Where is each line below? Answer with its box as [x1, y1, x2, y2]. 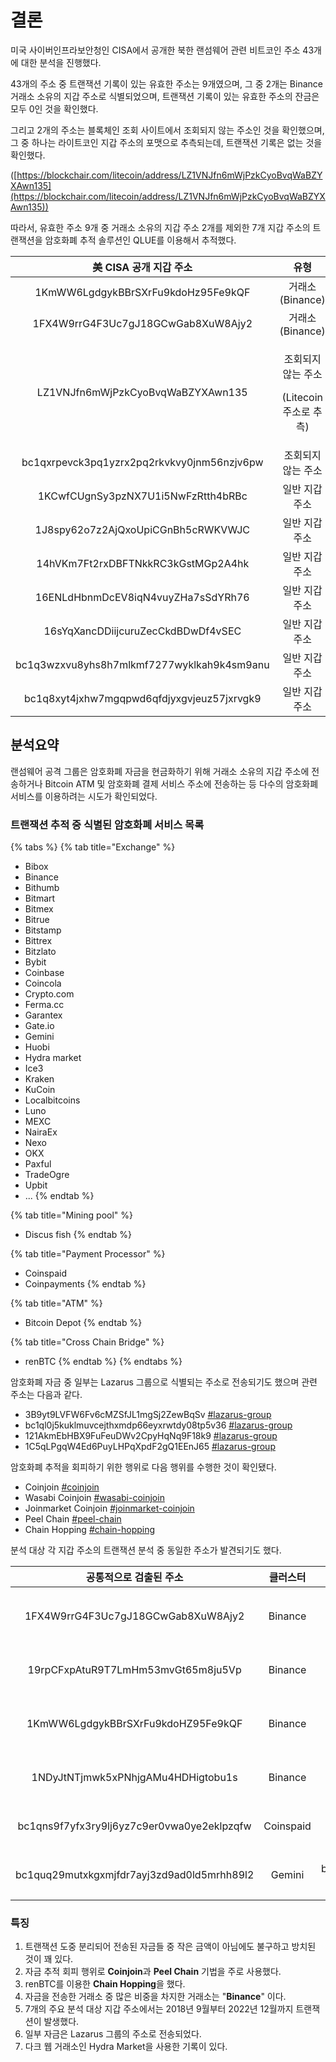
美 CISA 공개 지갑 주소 [92, 260, 193, 274]
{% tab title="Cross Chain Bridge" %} [10, 1336, 165, 1348]
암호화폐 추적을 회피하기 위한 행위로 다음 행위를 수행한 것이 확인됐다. [10, 1461, 277, 1473]
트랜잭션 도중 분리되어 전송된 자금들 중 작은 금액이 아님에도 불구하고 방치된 [24, 1941, 317, 1953]
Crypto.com [24, 988, 75, 1000]
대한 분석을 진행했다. [20, 56, 102, 68]
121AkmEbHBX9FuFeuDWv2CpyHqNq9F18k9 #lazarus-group [24, 1430, 278, 1442]
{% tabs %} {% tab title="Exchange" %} [10, 841, 176, 853]
